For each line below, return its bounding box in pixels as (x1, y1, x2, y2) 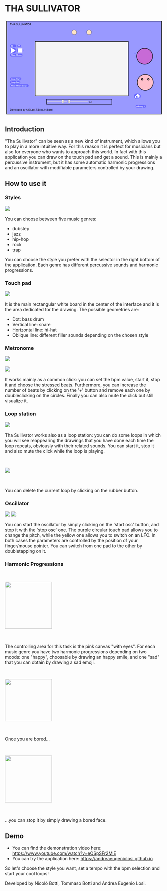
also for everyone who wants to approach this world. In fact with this (5, 149, 146, 155)
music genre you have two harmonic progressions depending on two (5, 649, 147, 655)
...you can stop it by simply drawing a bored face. (5, 817, 107, 823)
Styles (5, 194, 21, 201)
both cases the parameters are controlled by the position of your (5, 537, 138, 543)
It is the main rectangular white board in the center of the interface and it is (5, 301, 159, 307)
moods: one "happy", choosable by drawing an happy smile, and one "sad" (5, 654, 160, 660)
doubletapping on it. (5, 548, 46, 554)
